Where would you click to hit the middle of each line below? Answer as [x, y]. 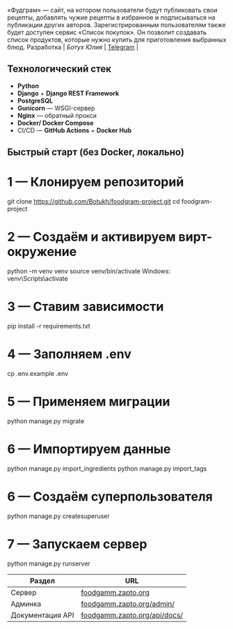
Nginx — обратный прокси [57, 115]
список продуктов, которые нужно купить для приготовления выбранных [117, 40]
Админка [26, 604]
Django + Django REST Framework [68, 93]
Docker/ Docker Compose [55, 123]
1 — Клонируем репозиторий [96, 182]
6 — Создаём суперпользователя [110, 497]
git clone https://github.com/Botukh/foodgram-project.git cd [94, 202]
